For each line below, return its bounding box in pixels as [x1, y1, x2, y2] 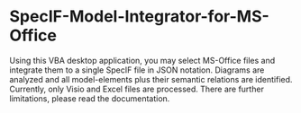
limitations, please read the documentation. [9, 92, 170, 104]
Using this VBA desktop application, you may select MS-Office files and [9, 55, 276, 65]
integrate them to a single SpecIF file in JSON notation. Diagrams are [9, 65, 265, 75]
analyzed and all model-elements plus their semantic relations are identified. [9, 74, 293, 84]
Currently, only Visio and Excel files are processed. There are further [9, 83, 264, 94]
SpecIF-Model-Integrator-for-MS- [9, 6, 270, 27]
